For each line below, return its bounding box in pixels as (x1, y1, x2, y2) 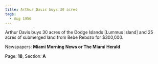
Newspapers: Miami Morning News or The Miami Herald (5, 44, 121, 50)
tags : (5, 12, 16, 16)
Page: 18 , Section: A (5, 53, 46, 59)
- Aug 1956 (9, 16, 32, 21)
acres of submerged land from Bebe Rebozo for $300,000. (5, 34, 124, 40)
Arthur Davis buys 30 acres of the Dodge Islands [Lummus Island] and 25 (5, 30, 153, 35)
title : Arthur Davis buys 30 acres (5, 7, 78, 12)
